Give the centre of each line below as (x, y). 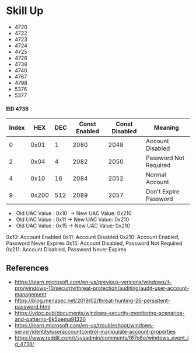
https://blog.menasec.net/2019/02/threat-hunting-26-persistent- (92, 300)
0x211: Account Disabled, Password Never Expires (66, 250)
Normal (156, 175)
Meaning (166, 128)
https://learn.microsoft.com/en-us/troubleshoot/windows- (84, 325)
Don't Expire (162, 192)
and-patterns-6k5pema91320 (50, 319)
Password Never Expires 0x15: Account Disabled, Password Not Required (94, 243)
